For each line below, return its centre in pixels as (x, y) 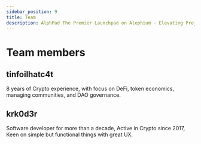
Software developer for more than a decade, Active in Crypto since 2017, (96, 128)
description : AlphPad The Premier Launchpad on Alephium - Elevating (95, 23)
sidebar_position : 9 (32, 12)
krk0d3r (22, 114)
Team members (46, 52)
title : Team (21, 17)
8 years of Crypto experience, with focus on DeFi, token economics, (90, 89)
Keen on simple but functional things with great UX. (70, 134)
